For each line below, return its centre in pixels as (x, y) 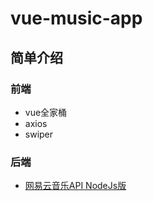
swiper (39, 134)
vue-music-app (76, 18)
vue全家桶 (46, 112)
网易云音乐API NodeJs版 (75, 186)
